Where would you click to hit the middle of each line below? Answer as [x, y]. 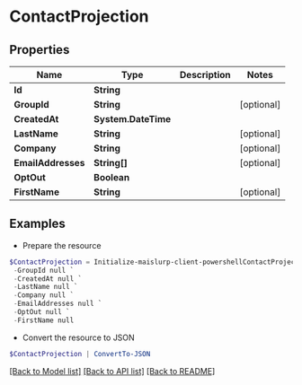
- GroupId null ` [44, 270]
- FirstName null [44, 320]
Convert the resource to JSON [78, 337]
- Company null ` [44, 295]
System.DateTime [133, 119]
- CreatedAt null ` [48, 279]
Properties [40, 50]
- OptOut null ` [41, 312]
